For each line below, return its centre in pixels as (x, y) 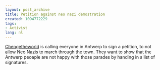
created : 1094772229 (27, 19)
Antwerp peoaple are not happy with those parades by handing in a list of (80, 57)
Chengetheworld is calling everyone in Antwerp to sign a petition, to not (78, 47)
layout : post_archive (27, 10)
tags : (11, 23)
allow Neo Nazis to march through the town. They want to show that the (79, 52)
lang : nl (14, 33)
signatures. (17, 62)
